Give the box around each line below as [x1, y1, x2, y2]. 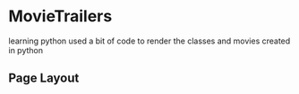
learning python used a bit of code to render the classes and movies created [8, 35, 291, 46]
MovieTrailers [8, 6, 113, 27]
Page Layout [8, 71, 80, 86]
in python [8, 44, 44, 55]
